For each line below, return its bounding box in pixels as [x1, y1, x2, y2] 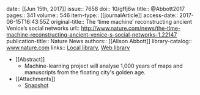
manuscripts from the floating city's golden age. [24, 69, 146, 76]
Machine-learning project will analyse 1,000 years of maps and [24, 62, 183, 69]
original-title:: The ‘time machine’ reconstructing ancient [51, 18, 193, 25]
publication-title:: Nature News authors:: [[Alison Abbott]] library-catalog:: [6, 38, 192, 44]
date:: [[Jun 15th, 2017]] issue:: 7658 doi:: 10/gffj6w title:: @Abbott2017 [6, 5, 185, 12]
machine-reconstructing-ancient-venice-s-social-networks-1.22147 [6, 31, 177, 38]
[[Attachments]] [15, 76, 56, 82]
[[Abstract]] [15, 56, 45, 63]
